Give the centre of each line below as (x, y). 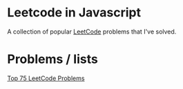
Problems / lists (52, 59)
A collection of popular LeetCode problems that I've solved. (92, 31)
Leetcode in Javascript (74, 13)
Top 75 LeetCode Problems (46, 78)
